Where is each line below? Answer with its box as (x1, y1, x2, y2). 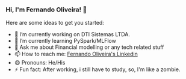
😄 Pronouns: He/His (14, 59, 66, 66)
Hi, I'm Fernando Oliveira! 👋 (5, 5, 87, 14)
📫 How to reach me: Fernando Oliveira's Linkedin (14, 51, 138, 58)
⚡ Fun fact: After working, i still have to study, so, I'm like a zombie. (14, 66, 181, 73)
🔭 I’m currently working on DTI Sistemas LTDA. (14, 31, 131, 38)
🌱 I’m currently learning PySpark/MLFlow (14, 37, 117, 45)
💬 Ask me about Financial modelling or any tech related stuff (14, 43, 164, 51)
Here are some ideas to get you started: (5, 19, 105, 27)
